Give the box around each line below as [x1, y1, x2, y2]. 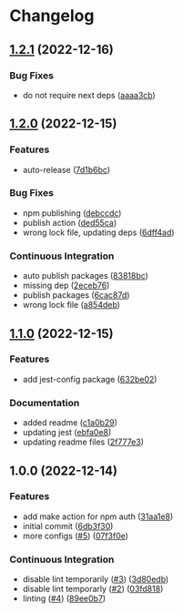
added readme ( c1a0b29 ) [22, 417, 118, 428]
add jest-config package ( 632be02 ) [22, 373, 158, 384]
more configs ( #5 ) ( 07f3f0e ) [22, 530, 129, 541]
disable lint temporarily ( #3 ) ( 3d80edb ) [22, 574, 169, 585]
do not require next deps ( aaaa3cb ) [22, 89, 157, 100]
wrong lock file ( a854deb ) [22, 300, 121, 311]
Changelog [9, 5, 95, 26]
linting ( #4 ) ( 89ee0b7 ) [22, 593, 107, 604]
